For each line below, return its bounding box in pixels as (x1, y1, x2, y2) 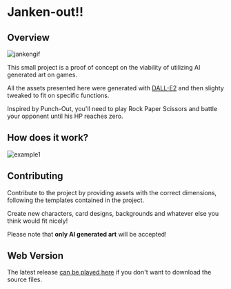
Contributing (7, 170, 63, 182)
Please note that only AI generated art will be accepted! (7, 230, 167, 238)
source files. (7, 275, 43, 283)
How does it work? (7, 132, 89, 143)
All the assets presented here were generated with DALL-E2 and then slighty (7, 84, 224, 92)
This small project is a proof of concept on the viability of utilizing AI (7, 63, 201, 71)
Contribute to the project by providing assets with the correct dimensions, (7, 188, 217, 197)
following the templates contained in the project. (7, 196, 145, 204)
